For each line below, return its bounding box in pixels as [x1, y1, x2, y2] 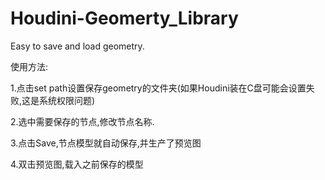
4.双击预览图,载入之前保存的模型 [10, 158, 144, 170]
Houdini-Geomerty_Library [10, 7, 239, 30]
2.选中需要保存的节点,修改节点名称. [10, 115, 155, 127]
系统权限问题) [39, 94, 96, 106]
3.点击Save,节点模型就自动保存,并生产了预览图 [10, 137, 202, 149]
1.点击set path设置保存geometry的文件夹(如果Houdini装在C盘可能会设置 [10, 82, 307, 94]
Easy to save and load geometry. [10, 40, 145, 52]
